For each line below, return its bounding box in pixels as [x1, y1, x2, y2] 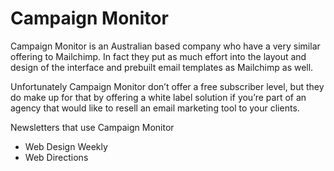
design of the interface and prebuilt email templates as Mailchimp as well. [10, 61, 314, 73]
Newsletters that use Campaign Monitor [10, 121, 175, 133]
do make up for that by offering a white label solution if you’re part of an [10, 91, 307, 103]
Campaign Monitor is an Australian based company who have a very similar [10, 40, 321, 52]
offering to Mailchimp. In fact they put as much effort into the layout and [10, 50, 307, 62]
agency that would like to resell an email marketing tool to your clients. [10, 102, 300, 114]
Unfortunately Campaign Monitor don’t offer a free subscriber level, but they [10, 80, 325, 92]
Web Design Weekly [24, 140, 108, 152]
